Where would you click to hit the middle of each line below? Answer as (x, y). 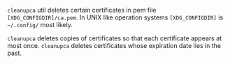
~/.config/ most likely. (40, 25)
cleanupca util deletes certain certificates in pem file (82, 10)
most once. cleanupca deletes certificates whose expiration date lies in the (114, 46)
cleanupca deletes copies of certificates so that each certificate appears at (115, 38)
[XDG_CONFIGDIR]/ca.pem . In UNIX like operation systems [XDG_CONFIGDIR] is (115, 17)
